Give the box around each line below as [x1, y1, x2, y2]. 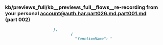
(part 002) [5, 16, 30, 23]
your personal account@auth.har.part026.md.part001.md [5, 10, 147, 17]
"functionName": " [75, 36, 113, 42]
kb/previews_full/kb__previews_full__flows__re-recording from [5, 4, 158, 11]
